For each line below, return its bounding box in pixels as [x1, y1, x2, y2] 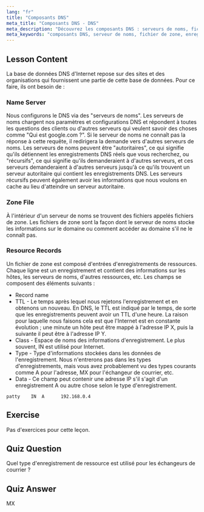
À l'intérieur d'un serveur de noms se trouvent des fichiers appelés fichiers [6, 212, 194, 219]
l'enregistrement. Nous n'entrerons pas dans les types [15, 356, 151, 363]
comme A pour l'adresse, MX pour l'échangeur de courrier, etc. [15, 369, 174, 376]
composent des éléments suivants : [6, 279, 95, 287]
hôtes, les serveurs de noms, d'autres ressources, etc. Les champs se [6, 273, 182, 280]
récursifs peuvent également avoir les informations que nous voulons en [6, 177, 187, 184]
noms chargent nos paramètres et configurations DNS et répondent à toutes [6, 118, 197, 126]
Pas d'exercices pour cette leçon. [6, 426, 90, 433]
